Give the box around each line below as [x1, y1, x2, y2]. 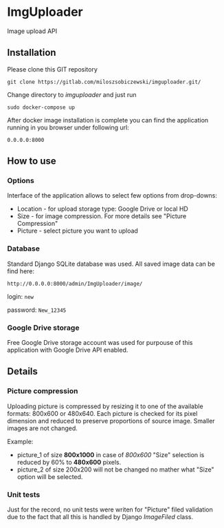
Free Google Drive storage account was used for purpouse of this [7, 339, 194, 347]
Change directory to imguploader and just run [7, 90, 137, 98]
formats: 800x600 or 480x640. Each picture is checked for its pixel [7, 409, 198, 417]
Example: [7, 437, 34, 445]
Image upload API [7, 27, 58, 35]
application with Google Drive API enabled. [7, 346, 128, 355]
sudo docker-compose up [7, 104, 76, 111]
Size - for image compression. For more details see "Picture [16, 212, 187, 220]
